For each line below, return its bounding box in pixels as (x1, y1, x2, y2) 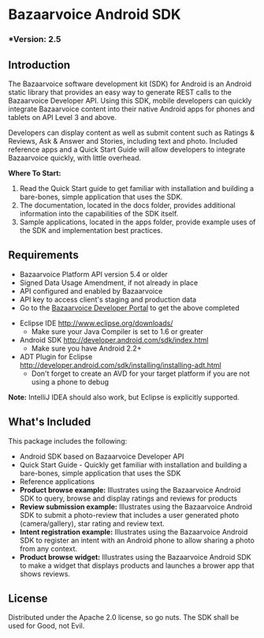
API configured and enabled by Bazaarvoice (19, 286, 163, 295)
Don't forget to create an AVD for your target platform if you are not (31, 369, 251, 378)
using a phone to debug (31, 377, 109, 386)
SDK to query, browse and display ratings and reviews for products (19, 494, 238, 503)
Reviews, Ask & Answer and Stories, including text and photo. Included (8, 136, 238, 145)
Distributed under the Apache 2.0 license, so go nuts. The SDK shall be (8, 613, 239, 622)
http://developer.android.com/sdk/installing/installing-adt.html (19, 360, 222, 370)
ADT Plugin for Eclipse (19, 351, 93, 361)
